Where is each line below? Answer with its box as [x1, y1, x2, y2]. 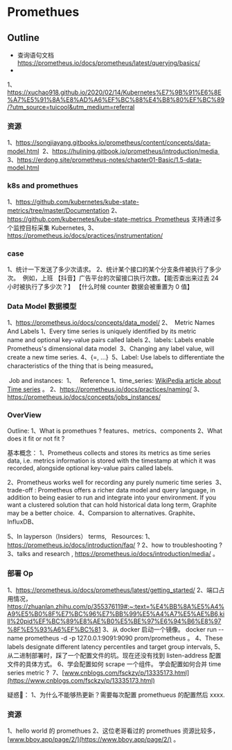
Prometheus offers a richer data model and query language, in [37, 486, 216, 494]
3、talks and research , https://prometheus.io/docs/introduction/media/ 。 [7, 550, 220, 558]
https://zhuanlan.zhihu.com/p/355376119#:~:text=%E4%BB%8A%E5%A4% [7, 602, 225, 610]
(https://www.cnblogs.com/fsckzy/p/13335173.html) [7, 676, 156, 684]
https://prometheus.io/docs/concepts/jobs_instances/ [7, 393, 161, 402]
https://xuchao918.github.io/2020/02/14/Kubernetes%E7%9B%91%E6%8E [7, 88, 222, 96]
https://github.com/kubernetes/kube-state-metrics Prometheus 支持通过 [7, 215, 216, 223]
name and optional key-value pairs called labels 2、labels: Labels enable [7, 336, 215, 344]
